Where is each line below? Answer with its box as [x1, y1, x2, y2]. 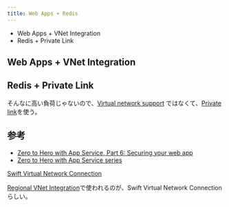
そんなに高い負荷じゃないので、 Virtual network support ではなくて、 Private [7, 99, 222, 107]
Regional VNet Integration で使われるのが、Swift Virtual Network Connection [7, 184, 222, 192]
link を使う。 [7, 108, 41, 116]
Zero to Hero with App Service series [17, 156, 122, 164]
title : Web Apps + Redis [7, 10, 78, 17]
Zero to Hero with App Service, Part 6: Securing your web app [17, 148, 194, 157]
